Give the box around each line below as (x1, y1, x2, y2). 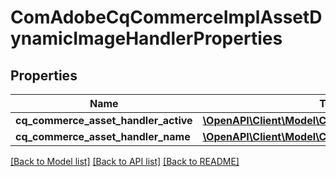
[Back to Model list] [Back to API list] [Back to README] (10, 156, 240, 167)
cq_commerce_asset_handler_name (15, 130, 191, 143)
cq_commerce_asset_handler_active (15, 114, 193, 127)
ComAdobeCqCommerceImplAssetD (10, 6, 323, 29)
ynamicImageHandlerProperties (10, 27, 283, 50)
